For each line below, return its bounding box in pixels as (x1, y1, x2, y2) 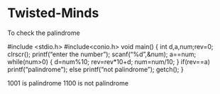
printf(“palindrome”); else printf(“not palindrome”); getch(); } (7, 65, 184, 73)
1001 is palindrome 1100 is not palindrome (7, 78, 129, 87)
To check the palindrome (7, 28, 80, 37)
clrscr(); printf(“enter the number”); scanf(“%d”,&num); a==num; (7, 50, 197, 58)
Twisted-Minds (7, 5, 99, 21)
